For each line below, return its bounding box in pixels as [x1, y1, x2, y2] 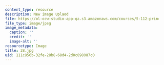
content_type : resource [5, 7, 54, 12]
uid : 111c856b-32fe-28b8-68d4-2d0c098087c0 [5, 52, 95, 58]
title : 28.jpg [5, 48, 34, 53]
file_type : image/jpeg [5, 21, 51, 26]
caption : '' [9, 30, 34, 35]
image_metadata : [5, 25, 38, 30]
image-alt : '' [9, 39, 38, 44]
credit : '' [9, 35, 32, 40]
